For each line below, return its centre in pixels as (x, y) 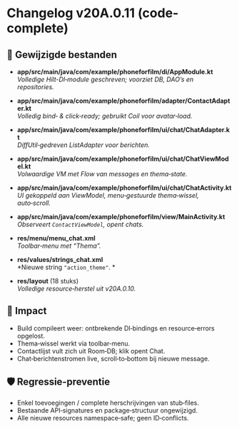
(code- (158, 13)
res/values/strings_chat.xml (60, 259)
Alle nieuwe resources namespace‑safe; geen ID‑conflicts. (103, 418)
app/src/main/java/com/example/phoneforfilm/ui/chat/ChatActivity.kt (124, 188)
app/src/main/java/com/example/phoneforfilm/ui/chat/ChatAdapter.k (123, 130)
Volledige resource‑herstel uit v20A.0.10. (76, 288)
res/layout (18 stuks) (48, 281)
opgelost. (31, 335)
